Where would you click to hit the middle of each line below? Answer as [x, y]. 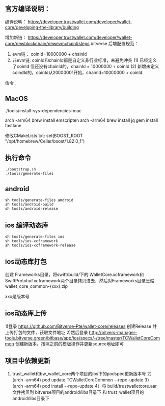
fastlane [13, 125]
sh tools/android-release [31, 209]
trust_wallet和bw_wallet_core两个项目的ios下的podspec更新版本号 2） [83, 373]
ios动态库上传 [26, 314]
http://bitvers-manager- [113, 332]
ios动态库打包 [26, 262]
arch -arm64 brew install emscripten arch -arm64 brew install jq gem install [82, 120]
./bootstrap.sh [21, 169]
